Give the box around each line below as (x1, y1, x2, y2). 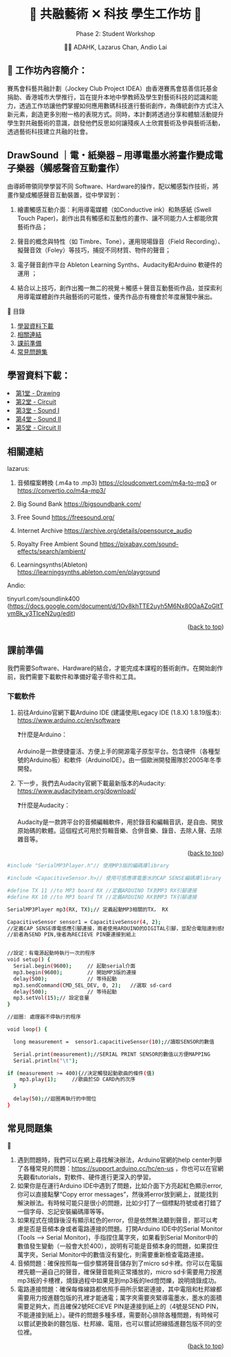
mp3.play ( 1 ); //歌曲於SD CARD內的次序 (19, 1076, 136, 1083)
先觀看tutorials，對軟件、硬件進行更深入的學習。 (16, 1173, 155, 1181)
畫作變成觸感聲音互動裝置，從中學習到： (7, 190, 122, 199)
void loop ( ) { (7, 1026, 48, 1033)
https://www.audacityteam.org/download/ (16, 787, 136, 795)
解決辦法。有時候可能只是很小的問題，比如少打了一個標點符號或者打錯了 (16, 1198, 222, 1207)
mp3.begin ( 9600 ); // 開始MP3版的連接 (13, 969, 137, 976)
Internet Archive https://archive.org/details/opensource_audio (16, 527, 192, 535)
